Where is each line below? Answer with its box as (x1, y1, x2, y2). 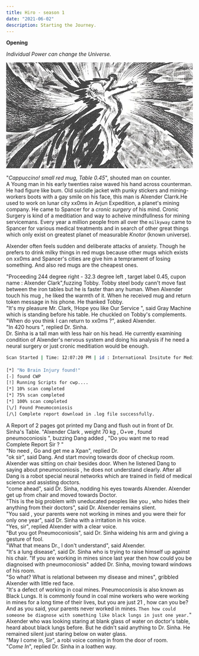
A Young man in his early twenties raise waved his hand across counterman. (6, 180, 192, 187)
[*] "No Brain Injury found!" (6, 367, 81, 373)
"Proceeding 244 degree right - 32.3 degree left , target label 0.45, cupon (6, 273, 187, 280)
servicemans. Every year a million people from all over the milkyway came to (6, 218, 191, 225)
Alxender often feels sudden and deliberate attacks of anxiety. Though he (6, 242, 186, 250)
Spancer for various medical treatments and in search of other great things (6, 225, 189, 232)
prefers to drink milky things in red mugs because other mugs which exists (6, 248, 188, 256)
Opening (6, 39, 28, 46)
